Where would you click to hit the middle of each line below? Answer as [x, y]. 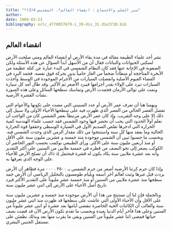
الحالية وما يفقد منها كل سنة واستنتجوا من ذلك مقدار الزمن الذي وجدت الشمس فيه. [84, 132]
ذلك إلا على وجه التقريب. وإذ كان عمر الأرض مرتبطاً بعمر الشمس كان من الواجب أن [84, 116]
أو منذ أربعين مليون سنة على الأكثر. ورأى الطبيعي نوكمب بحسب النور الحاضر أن [80, 142]
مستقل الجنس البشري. [28, 222]
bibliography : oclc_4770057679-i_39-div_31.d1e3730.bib [66, 24]
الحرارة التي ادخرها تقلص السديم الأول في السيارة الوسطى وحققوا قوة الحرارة [80, 126]
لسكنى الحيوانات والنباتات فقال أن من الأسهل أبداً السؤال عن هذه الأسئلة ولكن [80, 63]
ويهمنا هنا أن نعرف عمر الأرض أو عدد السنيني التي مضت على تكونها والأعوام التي [81, 105]
